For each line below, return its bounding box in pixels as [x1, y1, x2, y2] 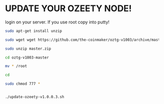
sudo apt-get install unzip [5, 28, 62, 33]
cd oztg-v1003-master [5, 55, 49, 60]
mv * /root [5, 64, 27, 69]
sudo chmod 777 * [5, 82, 41, 86]
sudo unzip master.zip [5, 46, 51, 51]
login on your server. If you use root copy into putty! [5, 19, 110, 25]
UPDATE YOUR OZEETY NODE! [5, 3, 132, 14]
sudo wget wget [5, 37, 36, 42]
